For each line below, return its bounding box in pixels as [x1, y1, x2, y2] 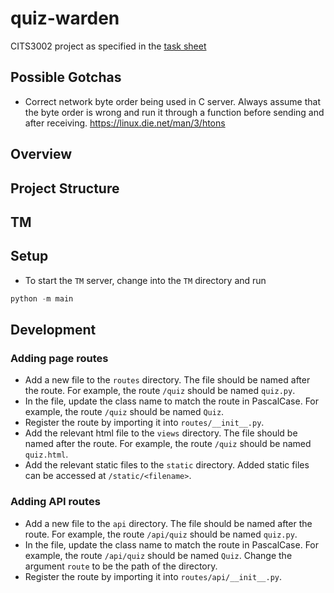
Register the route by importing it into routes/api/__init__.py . [24, 570, 283, 582]
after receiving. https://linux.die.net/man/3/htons [24, 117, 226, 129]
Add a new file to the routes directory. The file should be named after [24, 374, 311, 386]
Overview [10, 146, 73, 163]
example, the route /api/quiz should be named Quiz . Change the [24, 549, 293, 561]
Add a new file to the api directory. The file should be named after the [24, 517, 313, 529]
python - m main [10, 293, 74, 304]
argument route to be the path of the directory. [24, 560, 218, 572]
